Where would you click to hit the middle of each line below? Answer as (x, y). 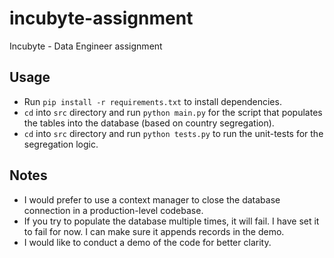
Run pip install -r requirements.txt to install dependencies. (152, 101)
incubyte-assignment (101, 18)
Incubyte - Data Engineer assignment (86, 46)
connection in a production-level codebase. (113, 210)
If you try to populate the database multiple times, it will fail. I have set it (171, 221)
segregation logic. (61, 144)
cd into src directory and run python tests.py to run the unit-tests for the (173, 133)
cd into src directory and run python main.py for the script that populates (173, 112)
